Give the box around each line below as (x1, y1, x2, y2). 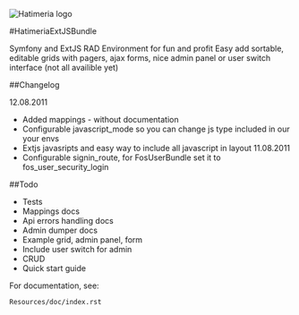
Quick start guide (21, 263, 87, 273)
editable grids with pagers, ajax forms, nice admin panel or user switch (9, 53, 271, 63)
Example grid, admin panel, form (21, 234, 143, 245)
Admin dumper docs (21, 225, 98, 235)
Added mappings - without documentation (21, 115, 179, 124)
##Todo (9, 179, 38, 190)
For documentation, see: (9, 280, 100, 291)
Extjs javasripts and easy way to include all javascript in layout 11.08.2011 (21, 143, 291, 153)
